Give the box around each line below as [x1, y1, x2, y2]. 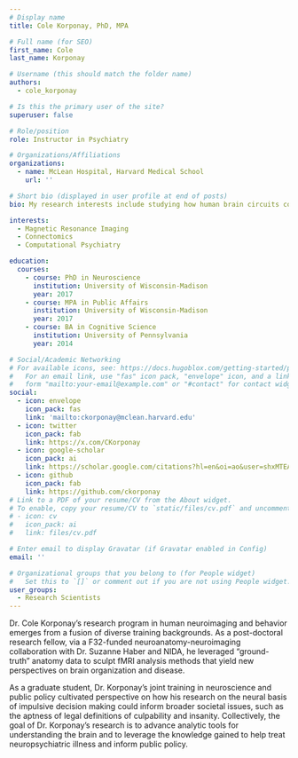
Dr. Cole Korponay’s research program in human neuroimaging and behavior [9, 618, 288, 628]
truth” [9, 656, 30, 667]
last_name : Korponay [9, 54, 86, 63]
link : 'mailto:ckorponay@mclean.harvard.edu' [25, 413, 197, 422]
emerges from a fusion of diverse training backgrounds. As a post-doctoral [9, 628, 284, 638]
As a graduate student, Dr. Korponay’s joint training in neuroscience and [9, 683, 272, 693]
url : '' [25, 176, 53, 185]
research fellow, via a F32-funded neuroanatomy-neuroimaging [9, 636, 241, 648]
